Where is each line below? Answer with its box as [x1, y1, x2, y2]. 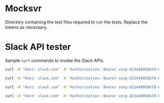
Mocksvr [5, 3, 42, 14]
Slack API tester [5, 41, 71, 53]
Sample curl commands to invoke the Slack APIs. [5, 57, 104, 63]
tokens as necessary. [5, 24, 48, 30]
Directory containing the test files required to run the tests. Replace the [5, 19, 148, 25]
